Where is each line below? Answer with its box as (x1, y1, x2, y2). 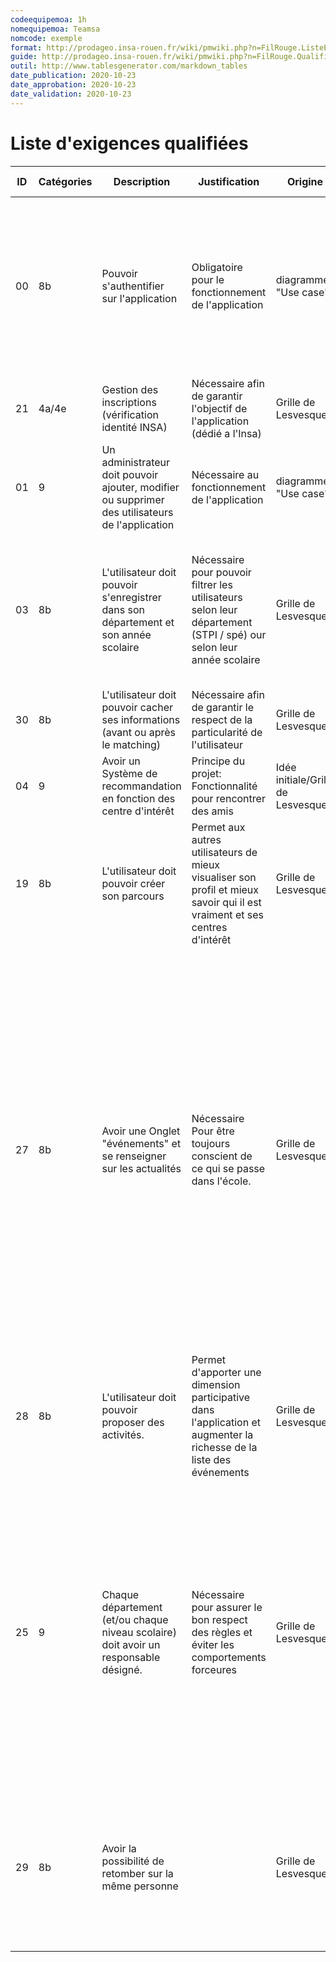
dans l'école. (191, 1174, 252, 1188)
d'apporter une (191, 1365, 262, 1379)
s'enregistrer (101, 590, 162, 604)
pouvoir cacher (101, 700, 174, 714)
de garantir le (191, 700, 254, 714)
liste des (191, 1452, 232, 1466)
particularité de (191, 725, 263, 739)
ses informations (101, 712, 181, 726)
